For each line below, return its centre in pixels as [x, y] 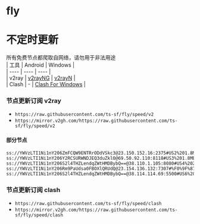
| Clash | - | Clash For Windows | [46, 84]
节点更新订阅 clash [33, 190]
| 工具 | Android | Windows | [40, 65]
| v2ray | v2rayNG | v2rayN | [41, 78]
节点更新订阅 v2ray [34, 101]
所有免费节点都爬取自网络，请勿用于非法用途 [61, 58]
